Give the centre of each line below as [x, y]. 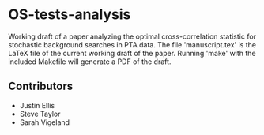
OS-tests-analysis [70, 15]
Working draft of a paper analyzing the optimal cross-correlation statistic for [132, 36]
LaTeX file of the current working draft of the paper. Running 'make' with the [132, 53]
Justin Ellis [37, 105]
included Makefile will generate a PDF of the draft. [90, 62]
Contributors [41, 86]
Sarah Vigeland [44, 122]
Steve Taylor [40, 114]
